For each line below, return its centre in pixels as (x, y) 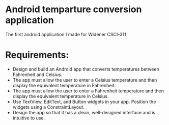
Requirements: (37, 55)
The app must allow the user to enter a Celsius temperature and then (85, 80)
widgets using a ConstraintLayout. (49, 107)
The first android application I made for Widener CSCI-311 (66, 34)
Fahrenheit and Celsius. (37, 74)
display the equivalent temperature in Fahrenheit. (64, 85)
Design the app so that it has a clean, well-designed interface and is (84, 112)
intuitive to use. (29, 118)
